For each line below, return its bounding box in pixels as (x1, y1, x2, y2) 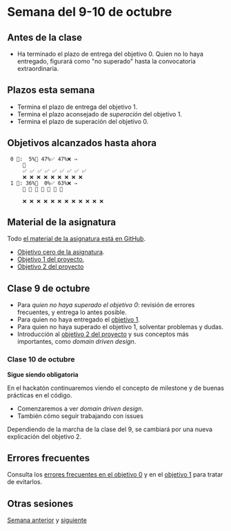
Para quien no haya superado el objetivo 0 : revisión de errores (17, 301, 195, 309)
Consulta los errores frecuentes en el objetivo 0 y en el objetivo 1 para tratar (7, 470, 223, 479)
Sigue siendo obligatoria (7, 370, 79, 379)
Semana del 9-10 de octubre (7, 4, 172, 20)
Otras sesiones (7, 497, 74, 510)
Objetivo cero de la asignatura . (17, 248, 105, 256)
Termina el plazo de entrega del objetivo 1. (17, 103, 138, 111)
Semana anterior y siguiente (7, 516, 88, 524)
